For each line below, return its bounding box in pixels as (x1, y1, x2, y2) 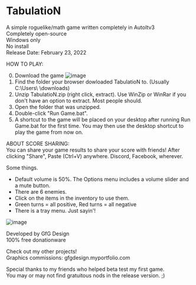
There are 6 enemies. (14, 188, 67, 195)
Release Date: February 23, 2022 (6, 49, 87, 56)
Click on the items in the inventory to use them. (14, 194, 130, 201)
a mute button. (14, 182, 51, 189)
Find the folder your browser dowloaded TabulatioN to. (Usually (14, 78, 169, 85)
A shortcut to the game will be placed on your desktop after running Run (14, 116, 191, 123)
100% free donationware (6, 236, 66, 244)
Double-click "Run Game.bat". (14, 110, 88, 117)
